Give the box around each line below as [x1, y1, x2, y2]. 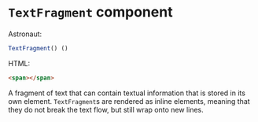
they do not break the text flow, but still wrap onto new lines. [8, 105, 205, 114]
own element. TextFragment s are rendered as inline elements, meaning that [8, 96, 250, 105]
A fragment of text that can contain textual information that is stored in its [8, 88, 246, 98]
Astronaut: [8, 29, 42, 39]
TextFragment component [8, 3, 173, 21]
